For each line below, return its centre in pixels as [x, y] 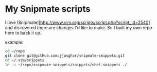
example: [14, 42]
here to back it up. [23, 33]
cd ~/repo [15, 51]
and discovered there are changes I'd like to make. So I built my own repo [78, 27]
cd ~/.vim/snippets [25, 60]
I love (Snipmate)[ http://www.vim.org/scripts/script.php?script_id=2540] [78, 22]
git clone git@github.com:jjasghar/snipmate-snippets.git [65, 55]
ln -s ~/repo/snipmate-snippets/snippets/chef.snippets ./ [66, 65]
